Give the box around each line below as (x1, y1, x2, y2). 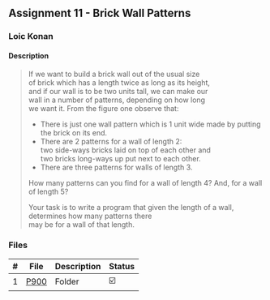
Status (109, 260, 135, 272)
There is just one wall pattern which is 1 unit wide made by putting (40, 119, 261, 129)
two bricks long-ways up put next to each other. (40, 153, 201, 163)
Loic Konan (8, 31, 54, 42)
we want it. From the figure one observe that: (28, 103, 179, 113)
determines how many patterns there (28, 211, 152, 221)
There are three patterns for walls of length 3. (40, 162, 193, 172)
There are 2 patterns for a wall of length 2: (40, 136, 182, 146)
